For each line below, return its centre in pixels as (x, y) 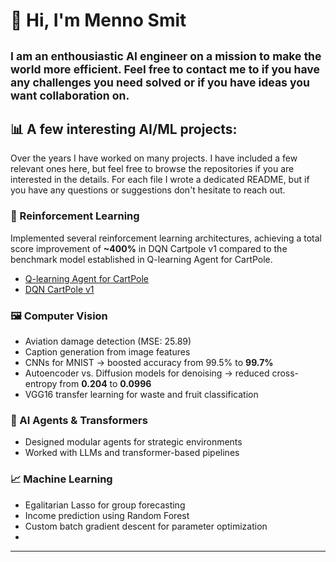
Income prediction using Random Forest (107, 515)
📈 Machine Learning (61, 479)
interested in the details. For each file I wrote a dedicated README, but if (160, 180)
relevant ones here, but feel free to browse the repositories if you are (152, 169)
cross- (285, 373)
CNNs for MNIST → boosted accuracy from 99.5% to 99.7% (149, 362)
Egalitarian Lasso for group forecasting (105, 505)
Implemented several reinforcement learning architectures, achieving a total (166, 238)
